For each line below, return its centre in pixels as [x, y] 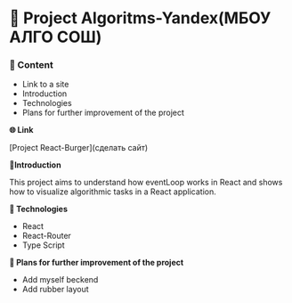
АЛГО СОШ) [56, 37]
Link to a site [45, 85]
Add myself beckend [60, 280]
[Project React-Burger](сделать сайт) [79, 148]
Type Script [43, 245]
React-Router [46, 236]
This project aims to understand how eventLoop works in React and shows [146, 183]
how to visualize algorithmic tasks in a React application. [113, 192]
